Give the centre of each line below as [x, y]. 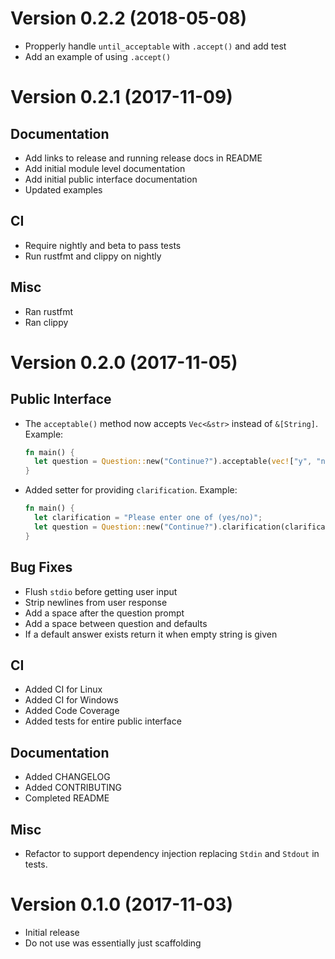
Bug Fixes [41, 567]
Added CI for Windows [71, 700]
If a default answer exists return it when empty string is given [151, 634]
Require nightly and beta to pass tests [103, 245]
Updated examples [63, 189]
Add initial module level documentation [105, 168]
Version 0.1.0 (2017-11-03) [122, 904]
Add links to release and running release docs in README [143, 158]
